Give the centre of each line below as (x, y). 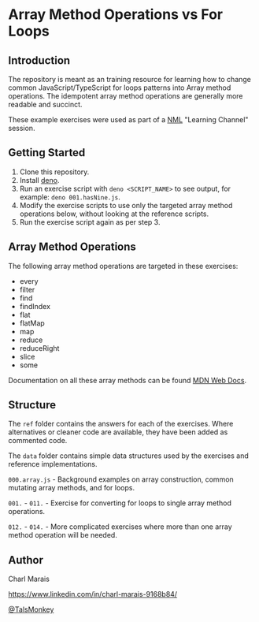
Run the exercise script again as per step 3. (90, 222)
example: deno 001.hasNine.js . (70, 197)
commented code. (38, 441)
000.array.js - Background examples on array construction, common (121, 479)
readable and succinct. (45, 104)
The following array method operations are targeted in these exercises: (123, 266)
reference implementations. (53, 464)
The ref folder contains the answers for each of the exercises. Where (121, 424)
